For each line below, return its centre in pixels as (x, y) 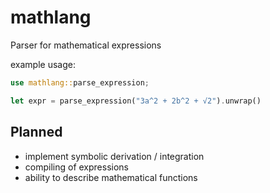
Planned (36, 132)
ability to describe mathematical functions (111, 177)
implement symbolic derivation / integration (114, 156)
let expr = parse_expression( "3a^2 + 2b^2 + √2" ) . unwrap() (136, 101)
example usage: (43, 64)
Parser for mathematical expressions (86, 45)
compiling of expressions (76, 167)
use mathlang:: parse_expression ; (80, 82)
